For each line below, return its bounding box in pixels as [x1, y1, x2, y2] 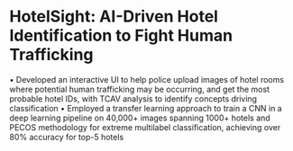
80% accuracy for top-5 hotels [9, 131, 124, 142]
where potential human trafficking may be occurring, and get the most [9, 84, 270, 94]
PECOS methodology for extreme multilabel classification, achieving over [9, 121, 281, 132]
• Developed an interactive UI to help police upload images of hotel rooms [9, 74, 285, 84]
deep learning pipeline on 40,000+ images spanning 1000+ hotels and [9, 112, 270, 123]
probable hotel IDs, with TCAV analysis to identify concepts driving [9, 93, 258, 104]
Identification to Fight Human [9, 25, 233, 46]
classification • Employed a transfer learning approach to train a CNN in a [9, 102, 282, 113]
